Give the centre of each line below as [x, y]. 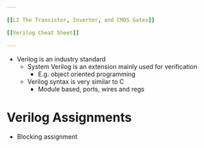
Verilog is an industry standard [61, 59]
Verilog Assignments [69, 117]
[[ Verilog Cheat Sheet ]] [43, 32]
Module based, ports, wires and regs [91, 89]
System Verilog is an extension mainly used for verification [112, 66]
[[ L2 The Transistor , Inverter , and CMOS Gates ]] [81, 20]
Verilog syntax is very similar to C [76, 81]
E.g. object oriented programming [87, 74]
